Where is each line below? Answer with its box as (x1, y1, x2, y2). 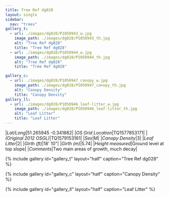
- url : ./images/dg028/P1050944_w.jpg (10, 50, 92, 55)
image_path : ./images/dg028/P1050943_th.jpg (14, 36, 110, 41)
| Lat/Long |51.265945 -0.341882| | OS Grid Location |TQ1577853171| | (5, 129, 148, 136)
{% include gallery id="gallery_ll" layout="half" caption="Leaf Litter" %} (5, 186, 156, 192)
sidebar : (5, 17, 24, 22)
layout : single (5, 12, 38, 17)
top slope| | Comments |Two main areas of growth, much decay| (5, 146, 138, 152)
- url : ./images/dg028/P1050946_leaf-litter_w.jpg (10, 102, 119, 107)
